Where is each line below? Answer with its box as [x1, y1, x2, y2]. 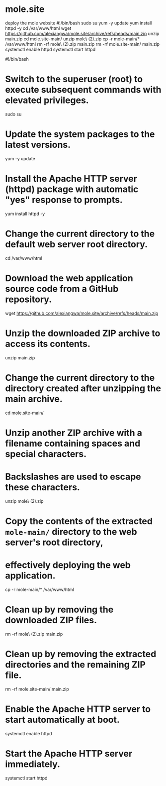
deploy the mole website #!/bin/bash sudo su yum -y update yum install [5, 20, 152, 26]
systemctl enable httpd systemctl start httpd [5, 46, 96, 52]
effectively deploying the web [5, 560, 131, 570]
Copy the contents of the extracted [5, 515, 153, 527]
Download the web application [5, 272, 133, 284]
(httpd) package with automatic [5, 184, 139, 195]
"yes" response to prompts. [5, 194, 123, 205]
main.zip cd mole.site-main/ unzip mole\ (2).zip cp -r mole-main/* [5, 36, 140, 42]
